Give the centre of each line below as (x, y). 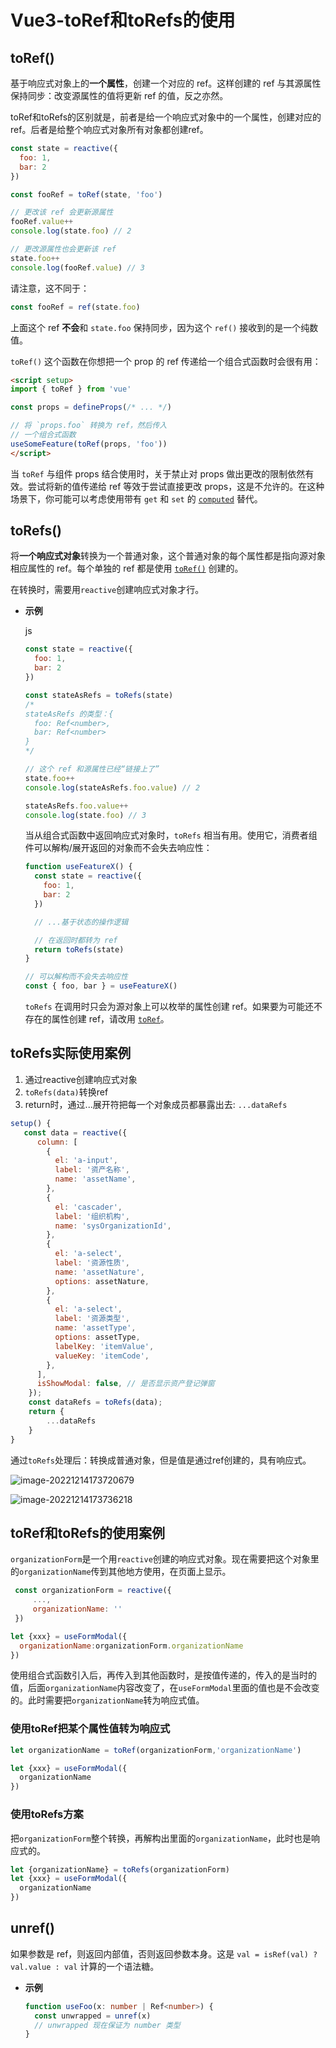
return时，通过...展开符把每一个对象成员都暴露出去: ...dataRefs (156, 1104)
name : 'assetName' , (95, 1179)
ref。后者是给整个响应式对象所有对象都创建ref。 (109, 129)
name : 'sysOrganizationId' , (113, 1226)
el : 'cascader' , (88, 1207)
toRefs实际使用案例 (71, 1053)
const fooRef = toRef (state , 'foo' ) (86, 194)
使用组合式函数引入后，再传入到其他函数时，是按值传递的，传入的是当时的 (163, 1675)
